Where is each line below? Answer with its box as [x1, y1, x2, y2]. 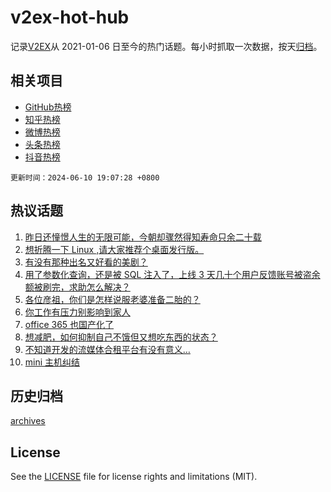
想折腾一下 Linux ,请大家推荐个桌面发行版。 [24, 243, 205, 255]
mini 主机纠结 [24, 356, 81, 368]
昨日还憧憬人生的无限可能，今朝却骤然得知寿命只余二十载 [24, 231, 262, 243]
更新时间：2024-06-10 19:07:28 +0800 [10, 172, 160, 183]
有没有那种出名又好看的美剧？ [24, 256, 148, 268]
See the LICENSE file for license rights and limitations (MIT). [10, 471, 258, 483]
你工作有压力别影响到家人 [24, 306, 131, 318]
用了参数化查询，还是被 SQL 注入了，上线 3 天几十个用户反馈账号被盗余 [24, 268, 321, 280]
